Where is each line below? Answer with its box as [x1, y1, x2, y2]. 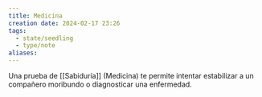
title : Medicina [8, 11, 63, 20]
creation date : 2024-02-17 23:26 [8, 19, 121, 27]
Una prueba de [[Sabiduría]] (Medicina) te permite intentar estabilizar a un [8, 71, 255, 80]
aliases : [8, 49, 38, 57]
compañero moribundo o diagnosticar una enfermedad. [8, 79, 193, 89]
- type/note [15, 42, 56, 50]
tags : [8, 26, 27, 34]
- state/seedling [15, 34, 74, 42]
